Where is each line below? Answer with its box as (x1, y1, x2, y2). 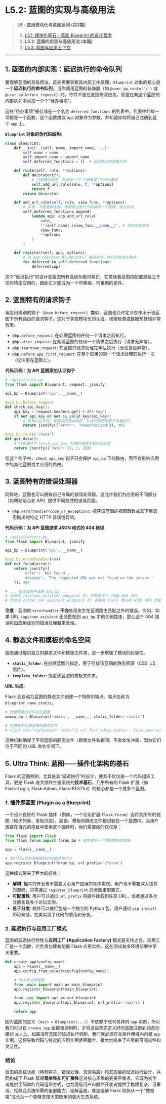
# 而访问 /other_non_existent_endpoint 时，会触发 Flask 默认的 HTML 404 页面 (5, 598, 162, 603)
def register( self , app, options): (14, 250, 87, 255)
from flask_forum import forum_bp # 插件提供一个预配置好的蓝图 (5, 838, 131, 843)
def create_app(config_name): (5, 959, 68, 965)
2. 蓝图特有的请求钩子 (5, 296, 72, 304)
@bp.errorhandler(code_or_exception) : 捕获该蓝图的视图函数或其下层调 (12, 508, 158, 514)
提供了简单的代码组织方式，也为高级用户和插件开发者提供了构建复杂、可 (9, 1081, 157, 1087)
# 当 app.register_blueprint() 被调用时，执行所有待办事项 (23, 255, 137, 260)
